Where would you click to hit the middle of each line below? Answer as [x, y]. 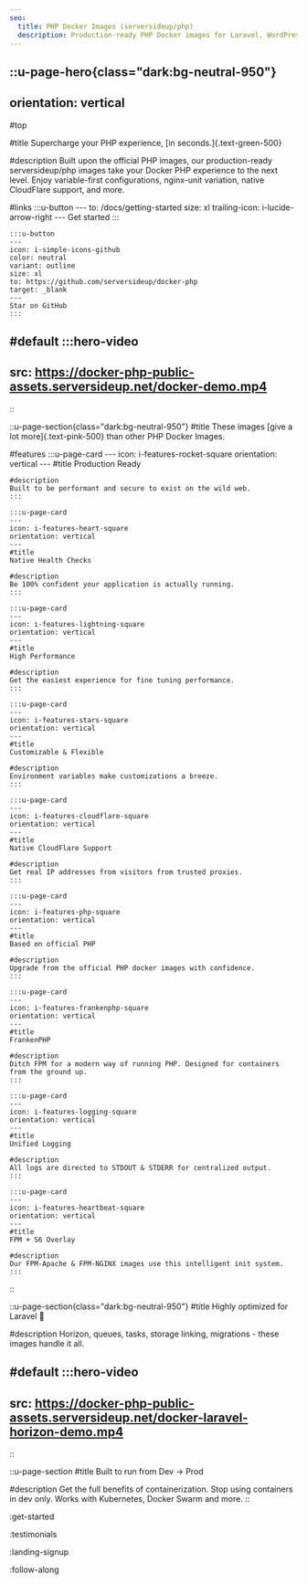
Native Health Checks [51, 560]
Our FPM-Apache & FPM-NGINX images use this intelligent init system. [147, 1263]
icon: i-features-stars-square [69, 720]
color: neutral [38, 258]
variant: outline [42, 266]
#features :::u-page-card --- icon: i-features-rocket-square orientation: [143, 454]
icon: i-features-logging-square [73, 1112]
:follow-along [34, 1569]
